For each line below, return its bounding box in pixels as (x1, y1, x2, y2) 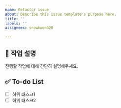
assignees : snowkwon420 (5, 26, 54, 30)
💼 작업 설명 (5, 49, 37, 57)
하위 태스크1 (12, 91, 35, 97)
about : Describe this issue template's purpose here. (5, 12, 117, 17)
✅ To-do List (5, 78, 44, 86)
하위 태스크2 (12, 97, 36, 103)
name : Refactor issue (5, 7, 49, 12)
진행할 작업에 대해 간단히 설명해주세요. (5, 63, 78, 69)
